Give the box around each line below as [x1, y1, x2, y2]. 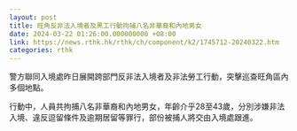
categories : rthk [9, 46, 74, 55]
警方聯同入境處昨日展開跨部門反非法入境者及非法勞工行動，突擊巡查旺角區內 [9, 72, 289, 82]
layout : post [9, 12, 58, 22]
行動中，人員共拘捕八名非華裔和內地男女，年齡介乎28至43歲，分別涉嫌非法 [9, 101, 285, 112]
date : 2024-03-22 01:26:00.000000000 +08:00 [9, 29, 176, 38]
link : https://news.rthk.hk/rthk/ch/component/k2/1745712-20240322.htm [9, 37, 279, 47]
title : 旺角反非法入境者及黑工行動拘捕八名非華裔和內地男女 [9, 21, 202, 30]
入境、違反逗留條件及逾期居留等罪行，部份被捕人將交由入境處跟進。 [9, 112, 258, 123]
